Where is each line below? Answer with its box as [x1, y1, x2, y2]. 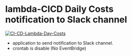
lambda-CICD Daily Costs [5, 3, 114, 15]
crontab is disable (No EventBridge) [12, 45, 86, 51]
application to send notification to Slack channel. [12, 40, 113, 46]
